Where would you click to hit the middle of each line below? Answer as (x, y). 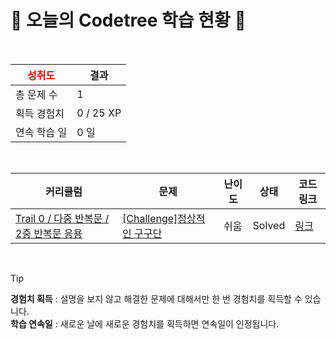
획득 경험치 (40, 113)
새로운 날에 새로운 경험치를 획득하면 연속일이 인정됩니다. (169, 323)
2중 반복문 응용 (49, 233)
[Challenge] (150, 218)
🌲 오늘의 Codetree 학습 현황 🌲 (128, 20)
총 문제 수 (36, 94)
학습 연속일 (31, 323)
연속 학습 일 (41, 132)
